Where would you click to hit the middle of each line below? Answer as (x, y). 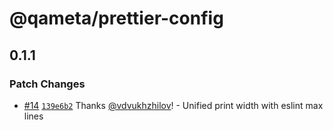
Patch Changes (47, 84)
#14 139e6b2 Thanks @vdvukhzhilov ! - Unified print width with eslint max (173, 105)
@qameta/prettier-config (116, 18)
